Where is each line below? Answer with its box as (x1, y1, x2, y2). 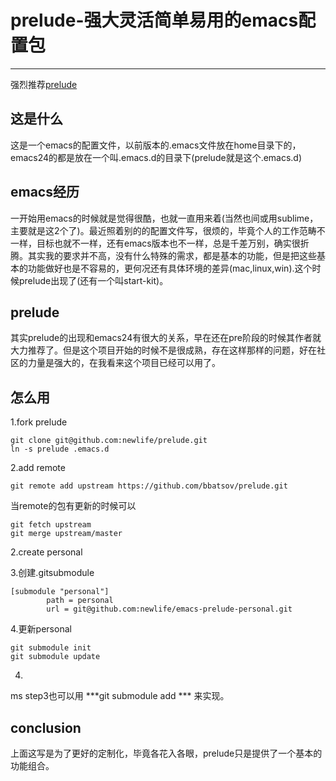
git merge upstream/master (10, 529, 123, 539)
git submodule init (10, 643, 92, 653)
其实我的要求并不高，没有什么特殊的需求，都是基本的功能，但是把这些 (27, 249, 317, 261)
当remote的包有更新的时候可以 (10, 500, 137, 512)
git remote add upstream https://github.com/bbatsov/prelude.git (10, 481, 288, 491)
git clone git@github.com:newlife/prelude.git (10, 436, 208, 446)
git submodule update (10, 652, 101, 662)
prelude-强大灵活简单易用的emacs (10, 9, 299, 32)
